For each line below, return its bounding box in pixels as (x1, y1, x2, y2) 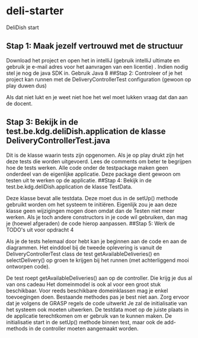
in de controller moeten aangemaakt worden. (28, 325, 139, 332)
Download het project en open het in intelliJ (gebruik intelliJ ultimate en (6, 56, 180, 64)
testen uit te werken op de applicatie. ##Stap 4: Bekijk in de (6, 176, 152, 184)
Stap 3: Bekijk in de (6, 117, 79, 127)
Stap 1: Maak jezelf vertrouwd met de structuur (6, 41, 184, 51)
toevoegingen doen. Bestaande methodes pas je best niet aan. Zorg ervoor (6, 293, 190, 301)
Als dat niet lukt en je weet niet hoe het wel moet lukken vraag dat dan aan (6, 93, 188, 100)
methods (6, 325, 28, 332)
